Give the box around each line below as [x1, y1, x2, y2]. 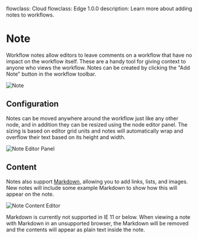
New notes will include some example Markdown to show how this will [6, 184, 177, 191]
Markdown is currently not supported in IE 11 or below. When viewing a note [6, 213, 191, 221]
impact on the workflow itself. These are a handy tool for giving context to [6, 57, 186, 64]
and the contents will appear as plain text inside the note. [6, 226, 145, 233]
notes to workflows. [6, 11, 54, 18]
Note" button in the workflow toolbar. [6, 70, 96, 77]
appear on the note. [6, 190, 54, 198]
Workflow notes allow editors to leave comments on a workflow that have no [6, 51, 192, 59]
